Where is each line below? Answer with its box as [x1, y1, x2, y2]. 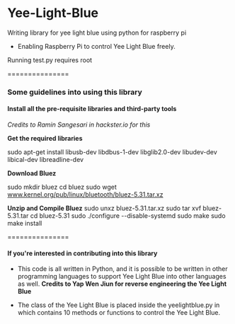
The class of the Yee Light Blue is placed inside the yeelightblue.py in [17, 301, 220, 309]
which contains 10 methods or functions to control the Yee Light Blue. [17, 308, 221, 317]
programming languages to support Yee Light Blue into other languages [17, 272, 227, 281]
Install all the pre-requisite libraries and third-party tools [7, 105, 177, 113]
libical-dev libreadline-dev [7, 156, 84, 164]
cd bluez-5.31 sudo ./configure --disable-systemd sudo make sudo [30, 212, 226, 220]
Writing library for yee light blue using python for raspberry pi [7, 28, 187, 37]
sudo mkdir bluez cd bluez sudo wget [7, 183, 117, 192]
